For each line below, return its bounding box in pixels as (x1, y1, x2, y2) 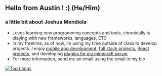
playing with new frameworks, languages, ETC (12, 35, 107, 41)
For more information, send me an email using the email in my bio (12, 56, 146, 62)
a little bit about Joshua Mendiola (5, 19, 87, 25)
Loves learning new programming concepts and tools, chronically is (12, 29, 151, 36)
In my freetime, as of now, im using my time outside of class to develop (12, 40, 157, 46)
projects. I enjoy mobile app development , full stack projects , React (12, 45, 150, 51)
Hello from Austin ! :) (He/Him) (5, 4, 100, 12)
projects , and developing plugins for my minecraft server (12, 51, 128, 56)
